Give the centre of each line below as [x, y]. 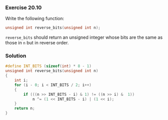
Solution [16, 56]
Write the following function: [35, 19]
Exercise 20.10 [24, 8]
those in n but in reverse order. [37, 43]
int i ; [21, 80]
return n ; [25, 108]
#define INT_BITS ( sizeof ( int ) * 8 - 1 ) [49, 66]
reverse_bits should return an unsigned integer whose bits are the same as [84, 37]
